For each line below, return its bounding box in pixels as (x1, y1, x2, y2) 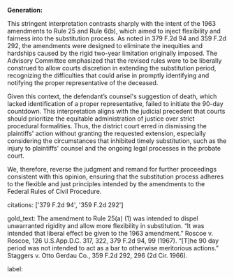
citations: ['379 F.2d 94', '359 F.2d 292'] (7, 201, 124, 209)
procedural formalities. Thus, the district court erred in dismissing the (7, 122, 207, 130)
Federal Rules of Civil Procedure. (7, 188, 102, 195)
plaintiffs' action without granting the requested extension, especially (7, 129, 206, 137)
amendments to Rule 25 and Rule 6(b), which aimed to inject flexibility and (7, 27, 221, 35)
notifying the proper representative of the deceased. (7, 79, 159, 86)
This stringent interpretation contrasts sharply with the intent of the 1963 (7, 20, 217, 27)
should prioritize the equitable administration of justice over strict (7, 114, 195, 123)
